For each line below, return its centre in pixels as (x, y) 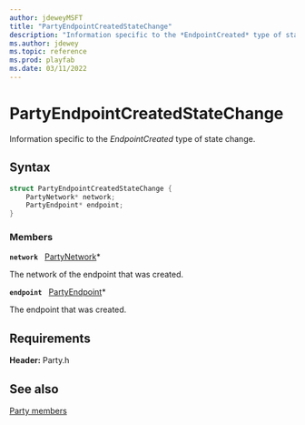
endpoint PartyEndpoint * (58, 292)
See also (34, 389)
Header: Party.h (39, 360)
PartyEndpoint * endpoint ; (75, 206)
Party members (39, 411)
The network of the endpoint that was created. (97, 275)
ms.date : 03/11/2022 (49, 69)
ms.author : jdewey (44, 43)
